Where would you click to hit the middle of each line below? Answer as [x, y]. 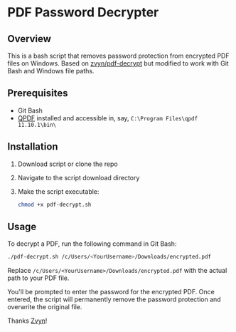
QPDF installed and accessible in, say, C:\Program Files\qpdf [107, 118]
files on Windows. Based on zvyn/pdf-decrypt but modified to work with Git [118, 63]
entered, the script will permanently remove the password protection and [114, 299]
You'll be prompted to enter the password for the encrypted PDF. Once [111, 292]
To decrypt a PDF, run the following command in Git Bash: [92, 244]
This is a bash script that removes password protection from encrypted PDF [118, 56]
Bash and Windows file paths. [51, 71]
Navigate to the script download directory [79, 177]
